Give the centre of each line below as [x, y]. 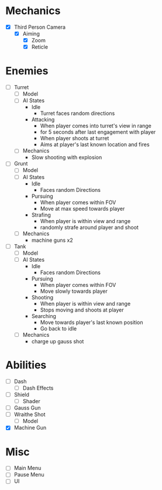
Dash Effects [38, 388]
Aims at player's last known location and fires [95, 144]
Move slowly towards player [74, 291]
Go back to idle [58, 328]
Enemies [27, 71]
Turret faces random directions [77, 113]
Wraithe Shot [30, 414]
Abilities [26, 365]
